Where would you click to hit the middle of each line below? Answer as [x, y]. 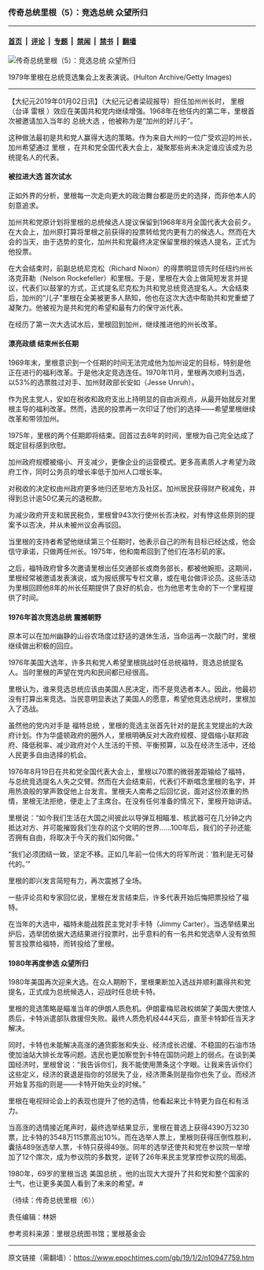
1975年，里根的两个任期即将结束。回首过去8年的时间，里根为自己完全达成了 [131, 435]
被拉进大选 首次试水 [40, 177]
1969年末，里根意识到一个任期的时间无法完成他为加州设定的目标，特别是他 [130, 363]
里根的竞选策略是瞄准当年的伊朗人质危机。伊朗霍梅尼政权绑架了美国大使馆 [128, 1009]
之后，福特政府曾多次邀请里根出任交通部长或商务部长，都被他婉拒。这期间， [132, 568]
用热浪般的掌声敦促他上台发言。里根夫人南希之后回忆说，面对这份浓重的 [125, 791]
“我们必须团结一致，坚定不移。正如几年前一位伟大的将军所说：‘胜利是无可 [128, 854]
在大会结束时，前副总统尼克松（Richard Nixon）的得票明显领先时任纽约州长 [131, 268]
